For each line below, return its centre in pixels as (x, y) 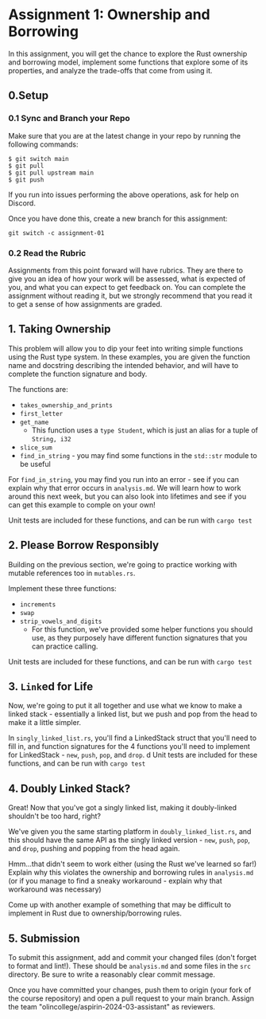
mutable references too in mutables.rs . (72, 573)
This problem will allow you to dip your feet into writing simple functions (126, 348)
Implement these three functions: (62, 588)
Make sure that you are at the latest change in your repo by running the (125, 135)
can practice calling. (65, 646)
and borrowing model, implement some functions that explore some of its (128, 62)
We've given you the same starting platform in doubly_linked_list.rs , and (130, 832)
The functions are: (39, 389)
